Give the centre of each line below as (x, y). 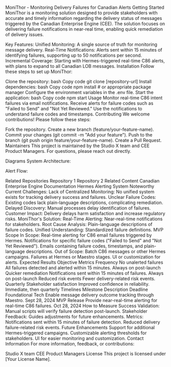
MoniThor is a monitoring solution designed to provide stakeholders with (81, 13)
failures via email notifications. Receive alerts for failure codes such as (79, 103)
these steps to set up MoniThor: (39, 72)
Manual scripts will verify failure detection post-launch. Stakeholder (77, 311)
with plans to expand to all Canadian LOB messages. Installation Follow (80, 66)
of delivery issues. (25, 35)
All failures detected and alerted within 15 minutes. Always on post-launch (83, 268)
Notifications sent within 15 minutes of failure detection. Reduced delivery (83, 322)
